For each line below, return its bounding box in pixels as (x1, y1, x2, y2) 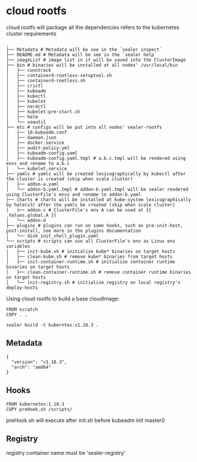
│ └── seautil (6, 119, 46, 125)
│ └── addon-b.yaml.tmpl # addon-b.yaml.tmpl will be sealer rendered (6, 186, 189, 192)
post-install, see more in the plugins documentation (6, 228, 142, 234)
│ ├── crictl (6, 83, 44, 89)
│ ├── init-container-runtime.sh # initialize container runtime (6, 259, 176, 264)
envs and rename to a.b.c (6, 160, 70, 166)
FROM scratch (6, 306, 38, 312)
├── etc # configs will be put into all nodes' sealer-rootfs (6, 124, 162, 130)
